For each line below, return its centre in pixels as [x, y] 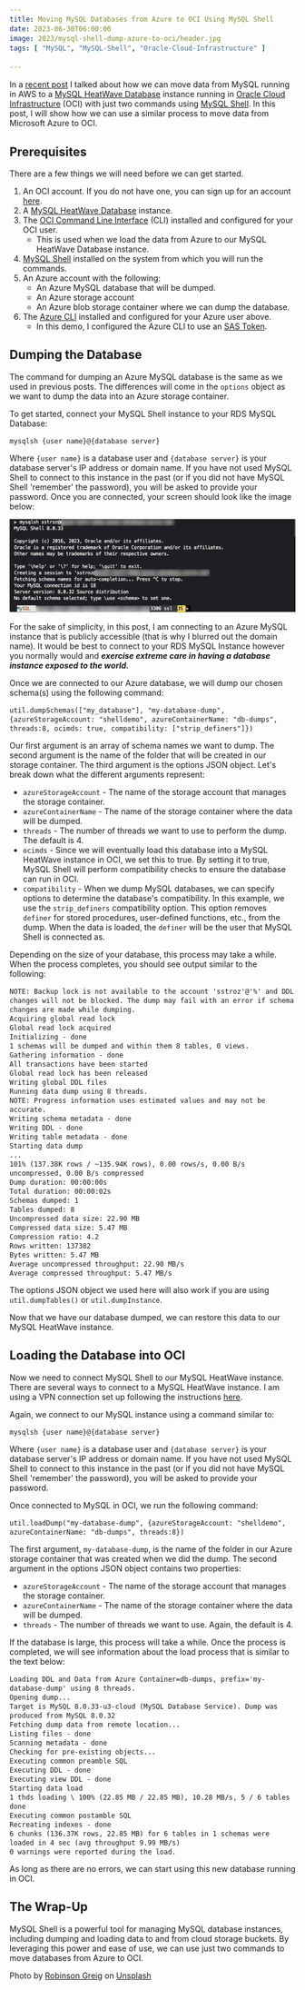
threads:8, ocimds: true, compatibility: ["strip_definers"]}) [132, 729]
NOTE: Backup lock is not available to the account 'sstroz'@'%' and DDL [152, 992]
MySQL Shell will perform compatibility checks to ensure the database [154, 870]
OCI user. [40, 229]
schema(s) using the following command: [87, 693]
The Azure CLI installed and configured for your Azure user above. [147, 316]
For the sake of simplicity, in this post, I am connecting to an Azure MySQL [148, 627]
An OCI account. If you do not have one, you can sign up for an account [157, 191]
